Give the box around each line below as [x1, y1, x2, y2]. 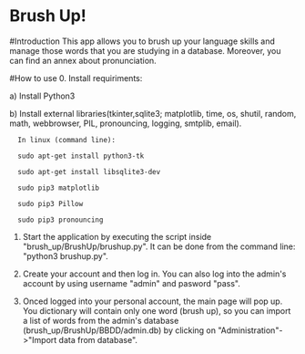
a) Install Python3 [9, 90, 76, 101]
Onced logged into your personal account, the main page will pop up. [22, 296, 283, 307]
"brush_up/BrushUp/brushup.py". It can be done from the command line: [22, 241, 296, 252]
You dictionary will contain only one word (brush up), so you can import [22, 305, 291, 316]
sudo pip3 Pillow [17, 199, 84, 208]
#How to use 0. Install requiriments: [9, 72, 143, 83]
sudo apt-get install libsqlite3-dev [17, 167, 161, 176]
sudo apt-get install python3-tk [17, 151, 145, 161]
